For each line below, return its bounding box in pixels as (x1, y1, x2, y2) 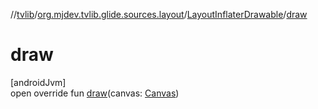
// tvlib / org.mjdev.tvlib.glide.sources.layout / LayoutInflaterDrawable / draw (10, 9, 308, 20)
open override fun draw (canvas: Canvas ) (10, 87, 180, 99)
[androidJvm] (10, 76, 67, 88)
